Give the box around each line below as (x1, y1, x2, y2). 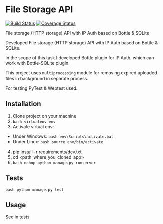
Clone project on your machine (12, 113, 77, 119)
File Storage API (5, 4, 73, 15)
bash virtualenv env (12, 119, 56, 124)
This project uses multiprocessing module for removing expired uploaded (5, 69, 157, 76)
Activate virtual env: (12, 123, 54, 129)
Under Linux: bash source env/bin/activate (12, 138, 104, 144)
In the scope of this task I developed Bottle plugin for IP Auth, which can (5, 54, 154, 61)
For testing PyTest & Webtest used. (5, 85, 78, 91)
